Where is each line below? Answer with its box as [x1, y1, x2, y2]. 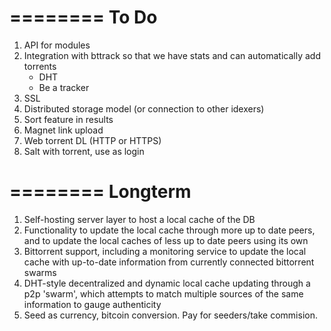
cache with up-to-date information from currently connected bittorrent [23, 256, 315, 268]
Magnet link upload [23, 124, 104, 136]
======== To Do [9, 6, 158, 29]
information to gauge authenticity [23, 298, 162, 310]
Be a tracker [38, 81, 90, 93]
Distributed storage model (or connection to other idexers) [23, 102, 265, 115]
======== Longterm [9, 181, 192, 203]
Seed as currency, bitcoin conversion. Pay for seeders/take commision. [23, 309, 318, 321]
